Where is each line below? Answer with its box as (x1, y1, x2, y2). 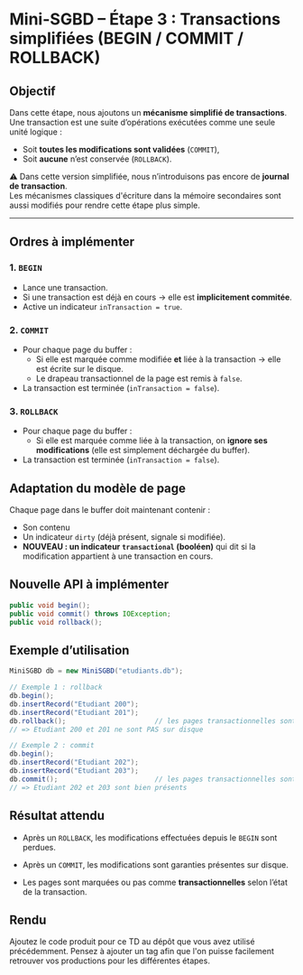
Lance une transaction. (22, 282, 108, 292)
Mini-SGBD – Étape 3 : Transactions (9, 9, 281, 30)
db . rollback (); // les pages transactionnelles (9, 716, 277, 726)
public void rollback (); (9, 617, 103, 627)
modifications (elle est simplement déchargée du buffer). (35, 445, 251, 456)
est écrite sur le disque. (35, 363, 124, 374)
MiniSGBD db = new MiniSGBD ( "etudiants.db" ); (9, 666, 183, 676)
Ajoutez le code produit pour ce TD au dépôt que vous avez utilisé (9, 936, 255, 947)
